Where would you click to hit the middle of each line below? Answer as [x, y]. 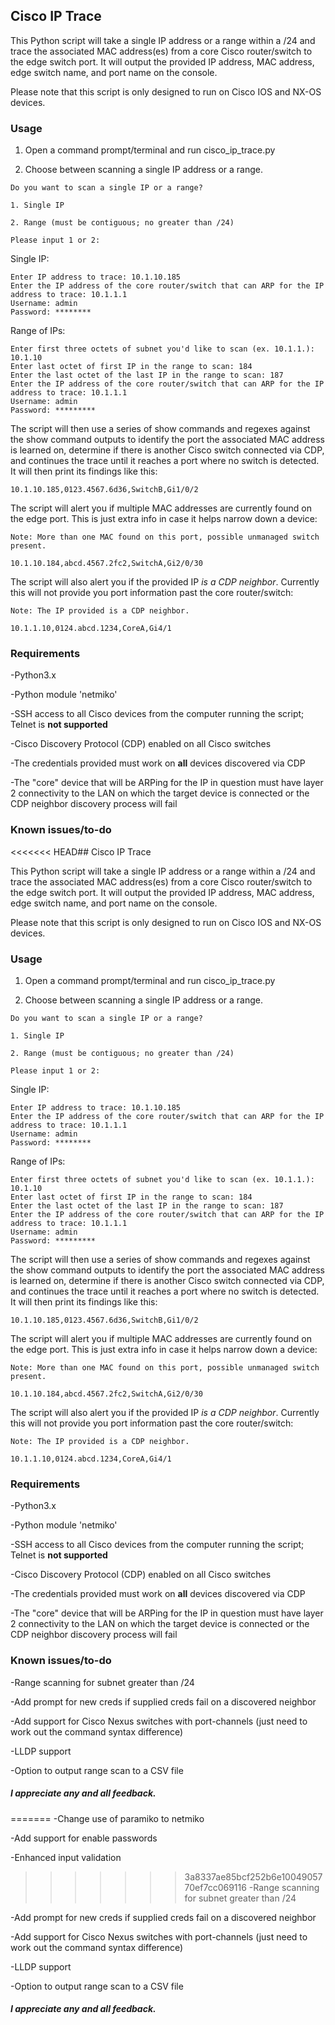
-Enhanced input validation [66, 1857]
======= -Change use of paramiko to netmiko [107, 1818]
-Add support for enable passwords [84, 1838]
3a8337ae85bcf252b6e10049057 [253, 1876]
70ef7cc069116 [215, 1887]
